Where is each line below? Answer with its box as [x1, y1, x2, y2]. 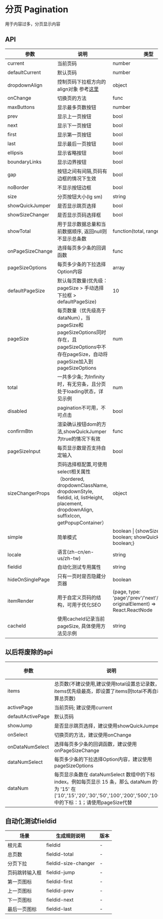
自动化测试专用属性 [57, 563, 101, 570]
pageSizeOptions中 [57, 343, 101, 350]
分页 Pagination [5, 4, 69, 15]
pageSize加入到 [57, 358, 94, 365]
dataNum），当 [57, 314, 91, 321]
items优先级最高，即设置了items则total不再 [54, 687, 152, 694]
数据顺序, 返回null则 [62, 228, 107, 234]
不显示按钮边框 [57, 184, 92, 191]
